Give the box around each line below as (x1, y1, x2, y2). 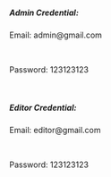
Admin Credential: (9, 7, 79, 18)
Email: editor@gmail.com (9, 124, 101, 135)
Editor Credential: (9, 102, 77, 113)
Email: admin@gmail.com (9, 29, 103, 40)
